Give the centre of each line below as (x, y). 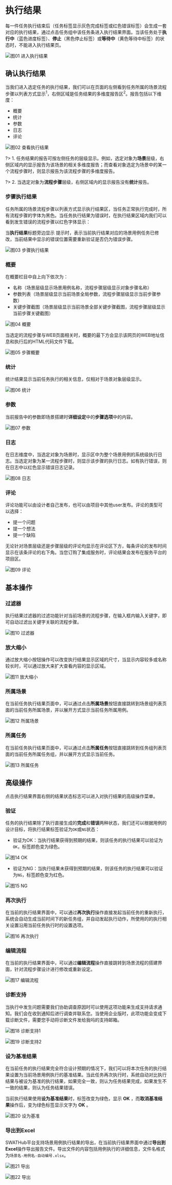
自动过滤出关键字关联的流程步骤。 (46, 622)
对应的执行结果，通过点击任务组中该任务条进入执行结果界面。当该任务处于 (84, 32)
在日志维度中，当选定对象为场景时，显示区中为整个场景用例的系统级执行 (81, 454)
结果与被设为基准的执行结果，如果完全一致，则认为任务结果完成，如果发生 (84, 1081)
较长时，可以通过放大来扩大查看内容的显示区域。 (57, 666)
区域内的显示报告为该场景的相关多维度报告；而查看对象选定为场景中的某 (86, 165)
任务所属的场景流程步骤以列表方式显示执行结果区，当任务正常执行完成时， (84, 209)
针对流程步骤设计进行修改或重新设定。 (55, 969)
